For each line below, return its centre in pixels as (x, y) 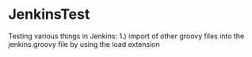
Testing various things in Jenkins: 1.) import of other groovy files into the (126, 36)
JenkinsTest (49, 14)
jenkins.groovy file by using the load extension (84, 44)
